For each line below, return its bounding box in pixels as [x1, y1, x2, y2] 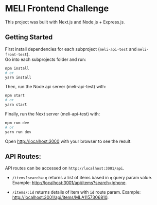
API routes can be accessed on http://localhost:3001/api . [5, 165, 124, 171]
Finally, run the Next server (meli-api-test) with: [5, 111, 100, 117]
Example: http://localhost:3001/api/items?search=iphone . [12, 180, 127, 186]
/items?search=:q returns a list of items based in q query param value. [12, 175, 153, 181]
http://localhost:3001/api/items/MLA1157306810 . [12, 194, 109, 200]
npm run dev [5, 120, 29, 125]
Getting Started [5, 33, 53, 41]
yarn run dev [5, 130, 32, 134]
